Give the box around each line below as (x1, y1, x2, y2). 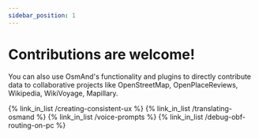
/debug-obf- (205, 112, 246, 121)
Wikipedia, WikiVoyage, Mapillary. (8, 88, 118, 98)
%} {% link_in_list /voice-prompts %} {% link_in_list (36, 112, 204, 121)
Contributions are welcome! (8, 45, 195, 63)
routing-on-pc (8, 120, 54, 130)
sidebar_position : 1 (8, 11, 77, 20)
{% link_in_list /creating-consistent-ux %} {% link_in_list (8, 103, 191, 113)
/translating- (192, 103, 233, 113)
